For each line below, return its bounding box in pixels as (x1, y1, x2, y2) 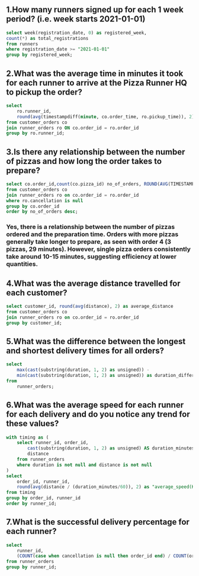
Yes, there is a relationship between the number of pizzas (6, 223, 175, 231)
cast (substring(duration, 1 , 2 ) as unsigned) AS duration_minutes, (27, 445, 197, 451)
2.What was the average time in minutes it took (6, 68, 184, 78)
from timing (6, 490, 36, 496)
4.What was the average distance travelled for (6, 278, 181, 288)
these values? (6, 418, 59, 429)
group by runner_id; (6, 564, 57, 570)
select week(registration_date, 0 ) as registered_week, (6, 30, 147, 36)
